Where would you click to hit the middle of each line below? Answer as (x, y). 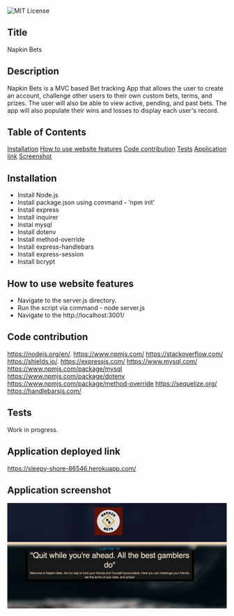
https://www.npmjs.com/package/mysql (65, 369)
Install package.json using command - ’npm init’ (86, 203)
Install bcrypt (36, 262)
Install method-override (51, 240)
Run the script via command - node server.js (81, 308)
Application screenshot (59, 490)
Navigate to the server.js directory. (67, 300)
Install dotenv (37, 232)
